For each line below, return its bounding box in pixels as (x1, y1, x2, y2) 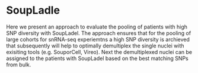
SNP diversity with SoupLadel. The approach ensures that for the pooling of (6, 29, 191, 36)
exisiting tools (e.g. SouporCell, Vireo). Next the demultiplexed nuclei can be (6, 48, 193, 55)
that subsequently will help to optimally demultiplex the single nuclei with (6, 42, 185, 49)
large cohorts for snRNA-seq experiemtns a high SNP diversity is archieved (6, 36, 190, 43)
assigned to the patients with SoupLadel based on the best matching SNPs (6, 55, 189, 62)
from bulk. (6, 61, 31, 68)
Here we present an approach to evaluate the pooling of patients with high (6, 23, 188, 30)
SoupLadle (6, 4, 60, 17)
